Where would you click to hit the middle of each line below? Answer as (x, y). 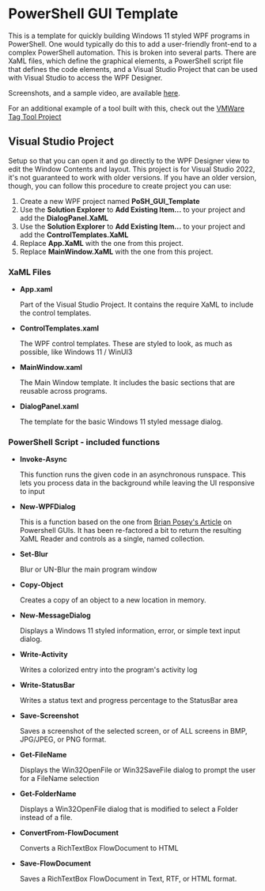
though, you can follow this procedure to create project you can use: (120, 186)
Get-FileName (43, 755)
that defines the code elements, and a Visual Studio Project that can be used (133, 69)
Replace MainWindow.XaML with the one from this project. (116, 251)
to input (32, 492)
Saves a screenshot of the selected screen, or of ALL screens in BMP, (133, 731)
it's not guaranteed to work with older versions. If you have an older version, (132, 177)
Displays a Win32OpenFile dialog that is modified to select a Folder (129, 809)
